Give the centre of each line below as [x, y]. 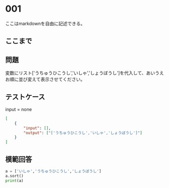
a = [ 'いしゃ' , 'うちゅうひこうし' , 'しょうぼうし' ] [53, 171]
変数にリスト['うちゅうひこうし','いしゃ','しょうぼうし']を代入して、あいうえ [84, 73]
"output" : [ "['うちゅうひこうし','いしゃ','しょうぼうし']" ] [83, 133]
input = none [19, 109]
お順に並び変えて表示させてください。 [45, 80]
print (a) [14, 180]
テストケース [25, 97]
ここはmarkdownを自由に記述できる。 [45, 23]
